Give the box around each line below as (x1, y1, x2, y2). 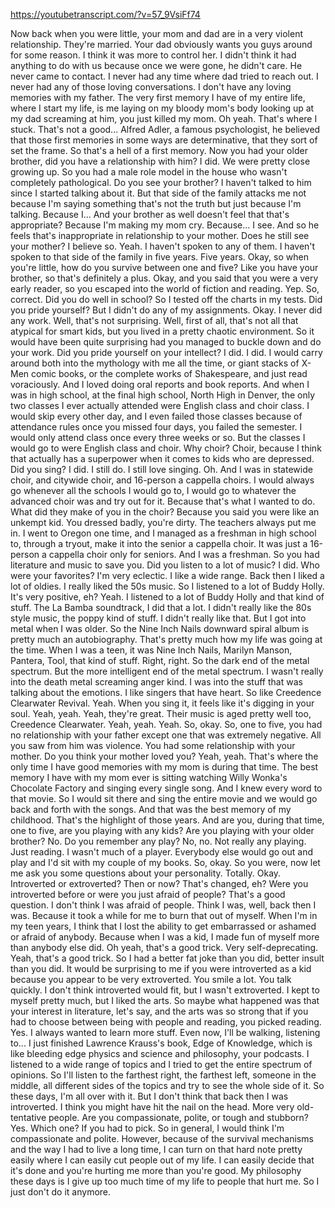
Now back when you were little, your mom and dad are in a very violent (10, 28, 303, 39)
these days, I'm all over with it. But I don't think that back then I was (10, 1090, 289, 1102)
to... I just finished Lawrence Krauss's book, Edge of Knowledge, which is (10, 1037, 313, 1049)
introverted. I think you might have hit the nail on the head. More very (10, 1101, 295, 1113)
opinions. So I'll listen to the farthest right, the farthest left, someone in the (10, 1069, 317, 1081)
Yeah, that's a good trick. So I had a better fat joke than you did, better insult (10, 952, 325, 964)
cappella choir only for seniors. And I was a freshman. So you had (48, 549, 320, 560)
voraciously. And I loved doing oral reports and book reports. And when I (10, 379, 310, 390)
